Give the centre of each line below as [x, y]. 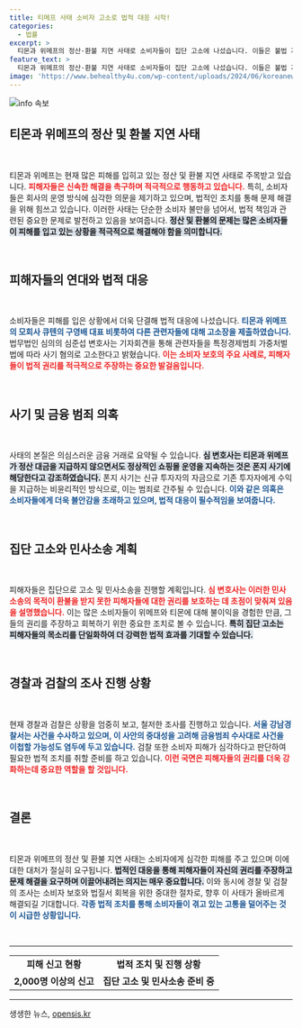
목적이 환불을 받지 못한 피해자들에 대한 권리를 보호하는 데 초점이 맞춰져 [155, 601]
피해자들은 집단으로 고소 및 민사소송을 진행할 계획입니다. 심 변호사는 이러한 [140, 590]
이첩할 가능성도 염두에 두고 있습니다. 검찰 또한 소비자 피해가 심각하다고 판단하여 [148, 746]
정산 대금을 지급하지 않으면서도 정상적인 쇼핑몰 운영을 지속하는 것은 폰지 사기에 [155, 467]
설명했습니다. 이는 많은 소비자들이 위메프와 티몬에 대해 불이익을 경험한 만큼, [151, 612]
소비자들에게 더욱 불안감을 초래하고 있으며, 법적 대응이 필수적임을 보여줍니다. [142, 500]
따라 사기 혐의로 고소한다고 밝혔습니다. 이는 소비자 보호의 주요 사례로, [146, 355]
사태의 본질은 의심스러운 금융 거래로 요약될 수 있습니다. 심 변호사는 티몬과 [137, 455]
